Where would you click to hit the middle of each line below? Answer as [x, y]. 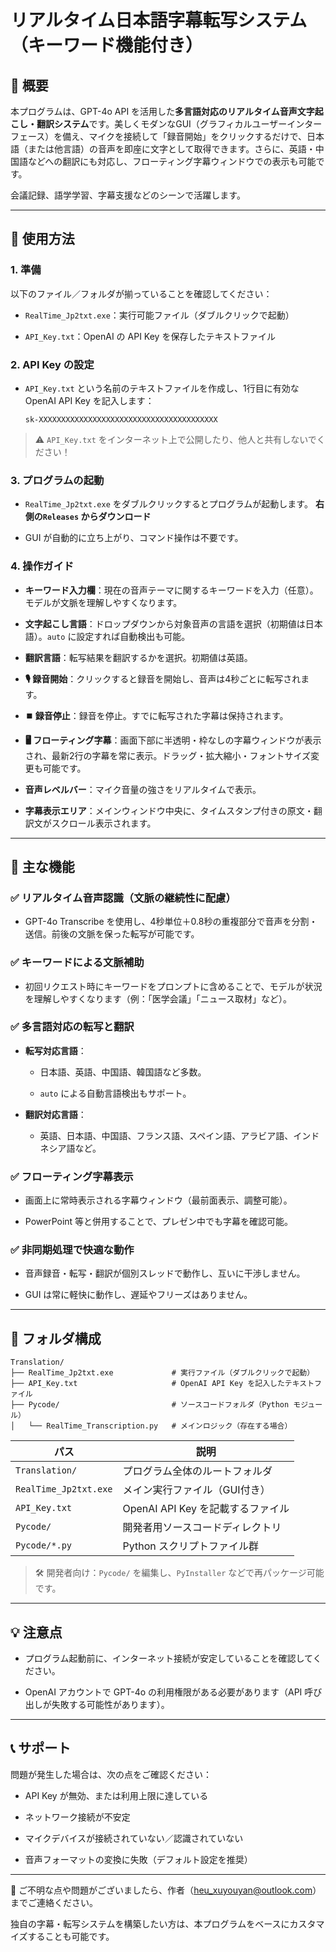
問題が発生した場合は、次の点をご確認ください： [111, 1774]
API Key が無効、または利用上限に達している [116, 1795]
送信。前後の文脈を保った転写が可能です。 [112, 934]
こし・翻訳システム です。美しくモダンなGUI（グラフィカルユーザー [149, 124]
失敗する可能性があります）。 [110, 1705]
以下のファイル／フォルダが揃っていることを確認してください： [141, 293]
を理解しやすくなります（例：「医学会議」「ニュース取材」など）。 [158, 998]
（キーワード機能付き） [107, 45]
